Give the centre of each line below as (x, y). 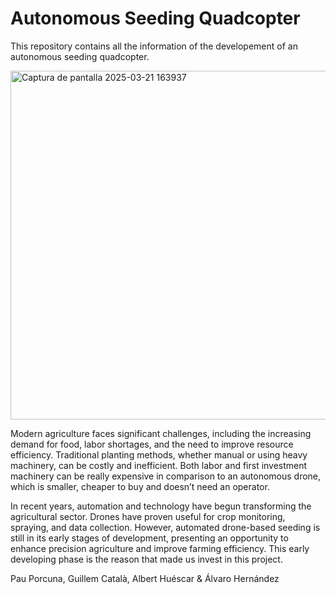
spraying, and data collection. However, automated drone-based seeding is (165, 527)
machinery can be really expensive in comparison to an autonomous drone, (166, 476)
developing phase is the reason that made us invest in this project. (146, 559)
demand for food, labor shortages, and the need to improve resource (152, 444)
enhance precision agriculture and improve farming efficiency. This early (160, 548)
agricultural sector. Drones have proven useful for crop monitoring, (148, 516)
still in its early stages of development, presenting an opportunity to (149, 538)
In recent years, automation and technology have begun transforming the (161, 506)
